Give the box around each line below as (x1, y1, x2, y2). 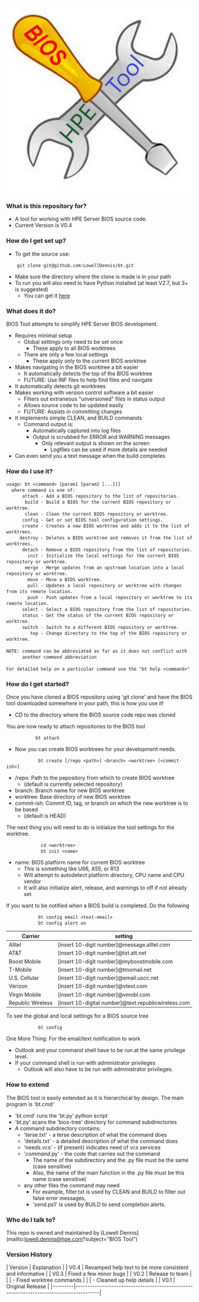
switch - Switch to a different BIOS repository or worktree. (21, 625, 179, 631)
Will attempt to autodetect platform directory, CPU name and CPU (23, 872, 185, 879)
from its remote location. (6, 589, 73, 595)
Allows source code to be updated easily (23, 401, 124, 408)
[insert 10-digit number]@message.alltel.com (57, 941, 170, 948)
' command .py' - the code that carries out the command (23, 1150, 160, 1157)
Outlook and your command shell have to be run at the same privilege (14, 1047, 186, 1054)
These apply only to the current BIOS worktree (32, 357, 147, 364)
